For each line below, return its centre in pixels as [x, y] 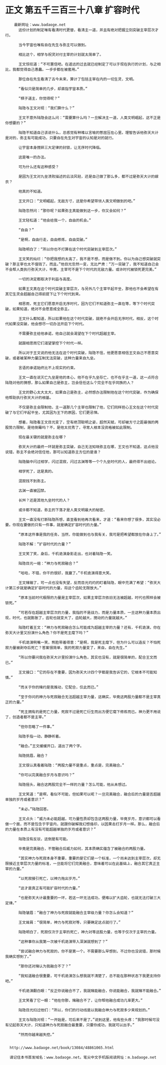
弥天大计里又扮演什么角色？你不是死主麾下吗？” [47, 633]
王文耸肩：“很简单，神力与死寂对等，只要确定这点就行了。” [69, 922]
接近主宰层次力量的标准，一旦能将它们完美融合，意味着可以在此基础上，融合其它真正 [83, 863]
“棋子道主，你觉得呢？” [39, 98]
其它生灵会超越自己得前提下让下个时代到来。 [44, 294]
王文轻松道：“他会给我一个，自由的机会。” [55, 220]
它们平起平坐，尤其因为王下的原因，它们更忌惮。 [59, 413]
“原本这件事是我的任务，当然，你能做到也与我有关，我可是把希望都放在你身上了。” [90, 534]
